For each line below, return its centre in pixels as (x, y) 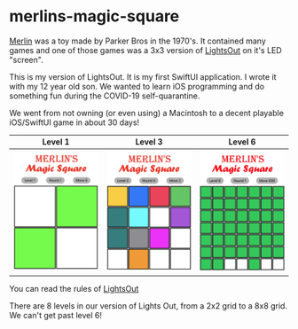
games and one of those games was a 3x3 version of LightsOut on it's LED (145, 50)
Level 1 (56, 142)
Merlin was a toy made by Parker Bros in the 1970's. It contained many (137, 41)
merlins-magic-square (94, 16)
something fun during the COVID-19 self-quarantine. (105, 96)
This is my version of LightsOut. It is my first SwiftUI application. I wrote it (143, 76)
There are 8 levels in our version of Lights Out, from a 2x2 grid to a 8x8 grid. (149, 306)
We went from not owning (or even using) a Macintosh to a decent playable (146, 113)
